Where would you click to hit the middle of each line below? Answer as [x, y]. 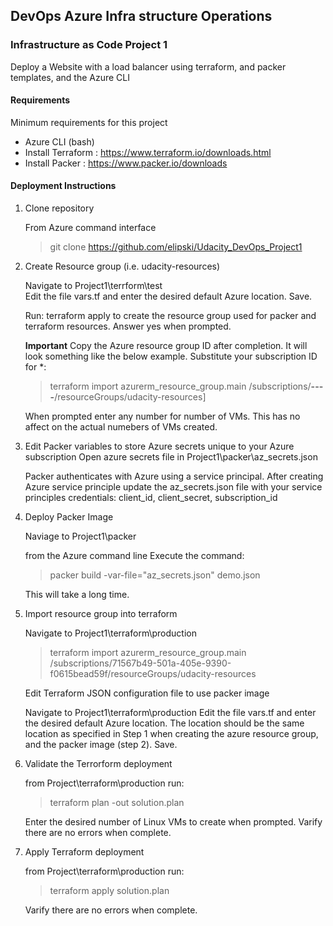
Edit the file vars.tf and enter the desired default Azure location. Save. [168, 296]
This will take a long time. [77, 595]
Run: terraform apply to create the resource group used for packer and [170, 316]
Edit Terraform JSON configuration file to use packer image [147, 693]
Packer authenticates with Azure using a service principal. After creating [174, 476]
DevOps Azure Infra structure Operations [141, 16]
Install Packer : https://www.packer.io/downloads [126, 163]
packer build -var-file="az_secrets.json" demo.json [155, 575]
